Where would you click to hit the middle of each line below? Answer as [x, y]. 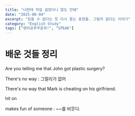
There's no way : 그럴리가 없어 [36, 79]
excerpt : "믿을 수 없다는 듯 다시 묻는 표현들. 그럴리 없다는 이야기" [68, 19]
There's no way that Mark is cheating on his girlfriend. [61, 89]
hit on [11, 99]
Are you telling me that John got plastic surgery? [55, 69]
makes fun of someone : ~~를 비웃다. [43, 109]
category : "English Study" [33, 24]
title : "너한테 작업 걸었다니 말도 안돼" [42, 10]
